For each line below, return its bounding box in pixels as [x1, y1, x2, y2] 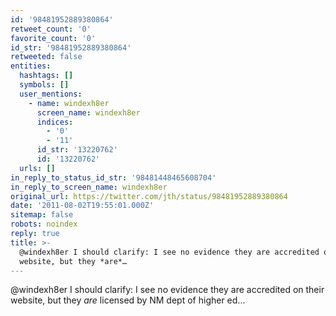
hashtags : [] [19, 71, 74, 81]
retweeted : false [10, 52, 83, 62]
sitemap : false [10, 210, 74, 220]
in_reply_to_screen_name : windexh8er [10, 182, 168, 192]
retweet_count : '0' [10, 24, 92, 34]
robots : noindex [10, 219, 78, 230]
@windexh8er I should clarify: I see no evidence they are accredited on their [10, 284, 325, 296]
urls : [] [19, 163, 56, 173]
